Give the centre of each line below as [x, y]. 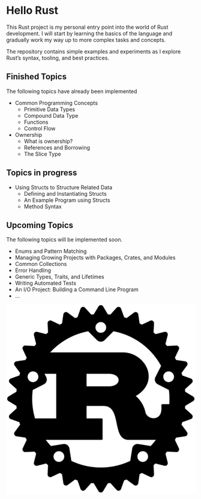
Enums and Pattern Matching [51, 251]
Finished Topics [37, 77]
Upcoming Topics [40, 225]
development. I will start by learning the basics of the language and [89, 33]
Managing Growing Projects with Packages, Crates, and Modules [95, 258]
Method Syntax [43, 206]
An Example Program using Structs [67, 200]
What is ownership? [48, 141]
